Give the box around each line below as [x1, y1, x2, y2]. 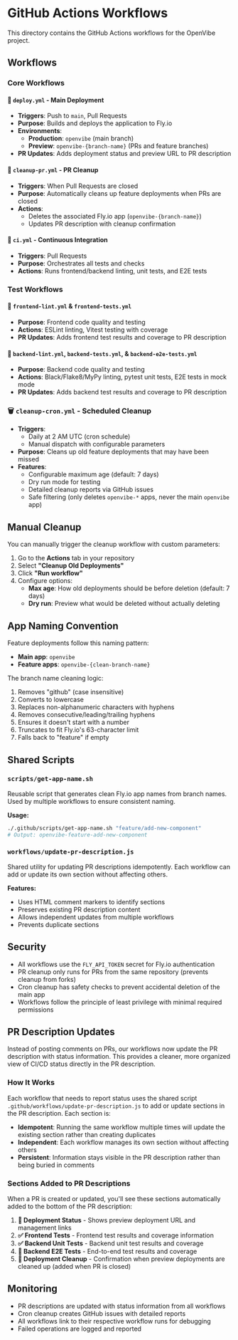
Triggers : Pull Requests [17, 251, 87, 260]
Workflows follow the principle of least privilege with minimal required [17, 998, 222, 1006]
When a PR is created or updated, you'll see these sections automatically [7, 1195, 221, 1203]
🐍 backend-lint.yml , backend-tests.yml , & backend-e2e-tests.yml [7, 349, 198, 357]
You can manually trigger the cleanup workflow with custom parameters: [7, 540, 220, 549]
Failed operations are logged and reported [17, 1324, 142, 1333]
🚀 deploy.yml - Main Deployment [7, 95, 104, 104]
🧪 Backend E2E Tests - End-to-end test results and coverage [17, 1247, 198, 1256]
